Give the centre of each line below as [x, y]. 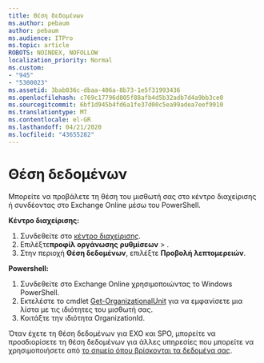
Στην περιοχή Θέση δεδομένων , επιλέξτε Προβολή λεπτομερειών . [133, 253]
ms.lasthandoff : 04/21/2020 [55, 127]
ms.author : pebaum [39, 23]
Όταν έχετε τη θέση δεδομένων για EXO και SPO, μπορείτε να [112, 333]
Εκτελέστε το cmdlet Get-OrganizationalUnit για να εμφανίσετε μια [131, 301]
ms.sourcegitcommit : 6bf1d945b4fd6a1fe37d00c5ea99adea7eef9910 [116, 105]
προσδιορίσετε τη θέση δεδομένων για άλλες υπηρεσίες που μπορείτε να [131, 341]
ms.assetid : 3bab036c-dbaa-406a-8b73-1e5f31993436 [94, 90]
